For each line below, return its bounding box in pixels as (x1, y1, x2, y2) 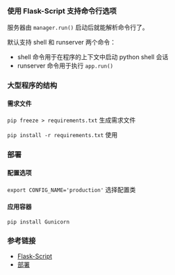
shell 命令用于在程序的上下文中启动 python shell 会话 (17, 53, 169, 61)
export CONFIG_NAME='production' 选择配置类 (7, 185, 136, 194)
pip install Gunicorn (7, 218, 70, 226)
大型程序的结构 (7, 81, 58, 91)
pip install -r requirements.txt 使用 (7, 131, 118, 139)
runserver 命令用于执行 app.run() (17, 61, 113, 70)
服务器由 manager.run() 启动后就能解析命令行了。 (7, 23, 149, 32)
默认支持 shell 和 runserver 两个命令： (7, 38, 117, 47)
